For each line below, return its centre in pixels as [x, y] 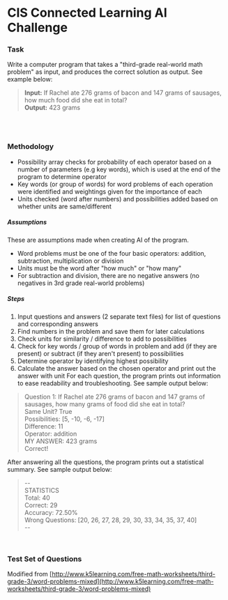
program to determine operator [62, 176]
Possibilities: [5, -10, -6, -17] [64, 419]
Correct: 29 [41, 505]
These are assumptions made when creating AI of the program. [98, 240]
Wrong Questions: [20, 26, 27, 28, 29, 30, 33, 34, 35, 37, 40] [111, 520]
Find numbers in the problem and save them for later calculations [111, 331]
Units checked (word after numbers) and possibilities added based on [117, 199]
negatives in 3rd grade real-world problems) [81, 283]
